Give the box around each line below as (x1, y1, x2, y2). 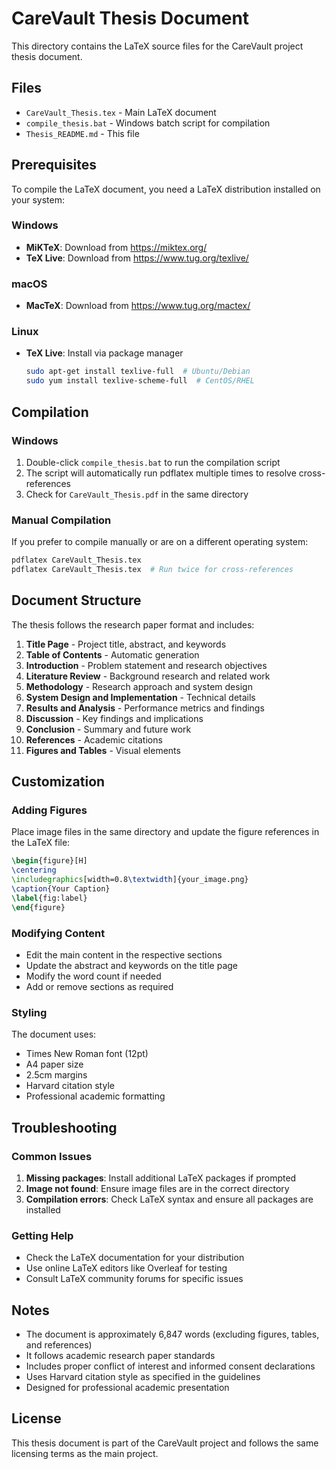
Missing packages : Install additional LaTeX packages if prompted (25, 1172, 297, 1184)
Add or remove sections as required (25, 980, 174, 992)
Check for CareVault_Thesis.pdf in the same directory (25, 488, 249, 500)
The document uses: (11, 1028, 97, 1041)
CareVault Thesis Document (11, 7, 250, 30)
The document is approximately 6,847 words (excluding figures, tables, (25, 1328, 320, 1341)
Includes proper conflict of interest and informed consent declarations (25, 1360, 316, 1372)
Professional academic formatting (25, 1090, 166, 1102)
